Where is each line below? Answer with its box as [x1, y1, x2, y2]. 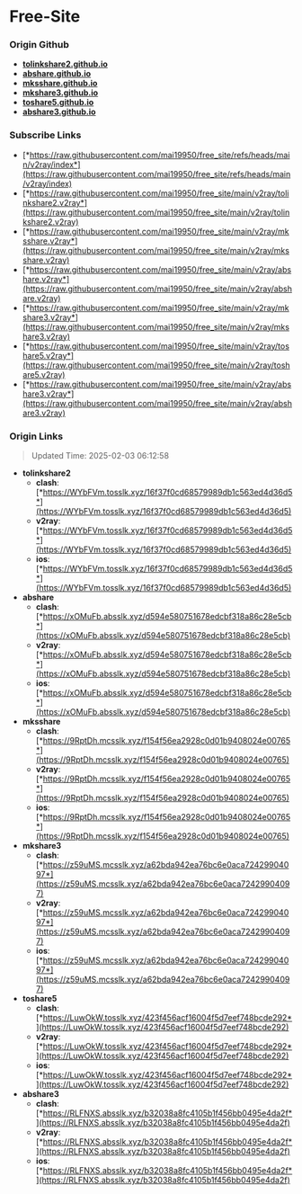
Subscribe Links [9, 129, 82, 141]
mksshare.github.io [22, 78, 98, 89]
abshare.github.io [22, 68, 92, 79]
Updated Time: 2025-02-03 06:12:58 [31, 450, 169, 461]
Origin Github [9, 39, 70, 51]
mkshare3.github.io [22, 87, 99, 98]
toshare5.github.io [22, 97, 94, 108]
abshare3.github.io [22, 106, 96, 118]
